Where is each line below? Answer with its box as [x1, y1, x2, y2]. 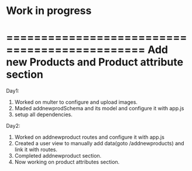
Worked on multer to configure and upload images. [14, 99, 138, 106]
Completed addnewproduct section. [14, 152, 102, 159]
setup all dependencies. [14, 111, 73, 118]
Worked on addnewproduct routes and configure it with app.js [14, 134, 165, 141]
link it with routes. [14, 146, 57, 153]
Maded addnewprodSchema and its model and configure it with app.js [14, 105, 184, 112]
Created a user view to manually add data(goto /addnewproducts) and [14, 140, 184, 147]
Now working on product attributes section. [14, 159, 120, 166]
